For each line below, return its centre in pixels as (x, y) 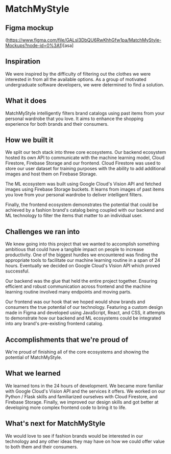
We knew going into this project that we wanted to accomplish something (82, 244)
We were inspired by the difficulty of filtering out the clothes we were (78, 74)
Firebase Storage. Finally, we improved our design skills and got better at (82, 402)
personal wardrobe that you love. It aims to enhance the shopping (75, 119)
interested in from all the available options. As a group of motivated (76, 79)
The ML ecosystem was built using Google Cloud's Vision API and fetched (83, 184)
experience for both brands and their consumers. (57, 124)
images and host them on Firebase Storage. (51, 174)
